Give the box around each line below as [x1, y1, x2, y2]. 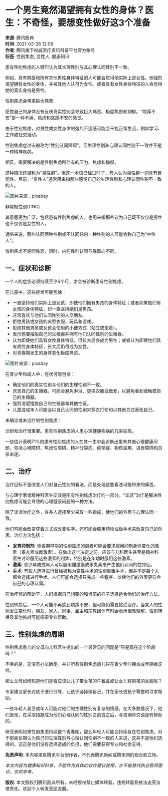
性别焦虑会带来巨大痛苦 [5, 98, 53, 104]
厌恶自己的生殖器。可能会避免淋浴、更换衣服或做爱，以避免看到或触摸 [12, 387, 157, 393]
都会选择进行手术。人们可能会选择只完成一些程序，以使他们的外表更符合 [12, 574, 161, 580]
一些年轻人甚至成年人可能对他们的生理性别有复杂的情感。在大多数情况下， [5, 705, 158, 711]
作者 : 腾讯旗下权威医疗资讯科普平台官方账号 [5, 47, 95, 53]
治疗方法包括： [13, 532, 45, 538]
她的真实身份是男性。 [5, 87, 49, 93]
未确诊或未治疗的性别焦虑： [5, 417, 62, 423]
